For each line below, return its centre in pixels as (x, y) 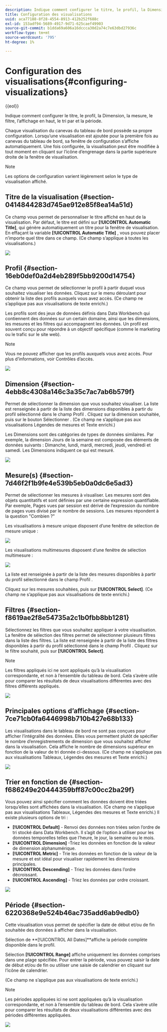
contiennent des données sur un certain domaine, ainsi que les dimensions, (83, 319)
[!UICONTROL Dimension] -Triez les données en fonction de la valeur (84, 843)
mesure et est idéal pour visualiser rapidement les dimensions (76, 859)
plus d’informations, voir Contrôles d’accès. (50, 359)
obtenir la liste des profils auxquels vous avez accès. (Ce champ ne (74, 298)
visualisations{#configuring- (66, 81)
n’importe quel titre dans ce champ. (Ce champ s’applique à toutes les (77, 238)
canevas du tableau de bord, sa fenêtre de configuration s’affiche (72, 141)
